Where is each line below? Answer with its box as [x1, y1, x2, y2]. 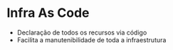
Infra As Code [6, 5, 90, 21]
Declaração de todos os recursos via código [16, 28, 147, 37]
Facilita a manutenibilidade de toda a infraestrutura [16, 35, 167, 44]
